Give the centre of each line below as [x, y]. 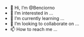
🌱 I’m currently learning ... [37, 18]
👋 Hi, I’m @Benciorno [32, 8]
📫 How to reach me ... [34, 29]
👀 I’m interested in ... [32, 13]
